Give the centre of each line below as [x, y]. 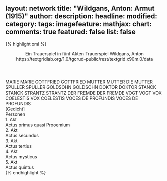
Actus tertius [18, 146]
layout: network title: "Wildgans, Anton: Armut [80, 8]
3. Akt [11, 141]
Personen [15, 114]
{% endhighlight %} [26, 172]
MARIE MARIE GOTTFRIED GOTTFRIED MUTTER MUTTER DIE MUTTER [79, 82]
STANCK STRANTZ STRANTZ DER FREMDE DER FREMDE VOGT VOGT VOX [83, 93]
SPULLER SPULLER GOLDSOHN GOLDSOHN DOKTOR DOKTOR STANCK [81, 87]
